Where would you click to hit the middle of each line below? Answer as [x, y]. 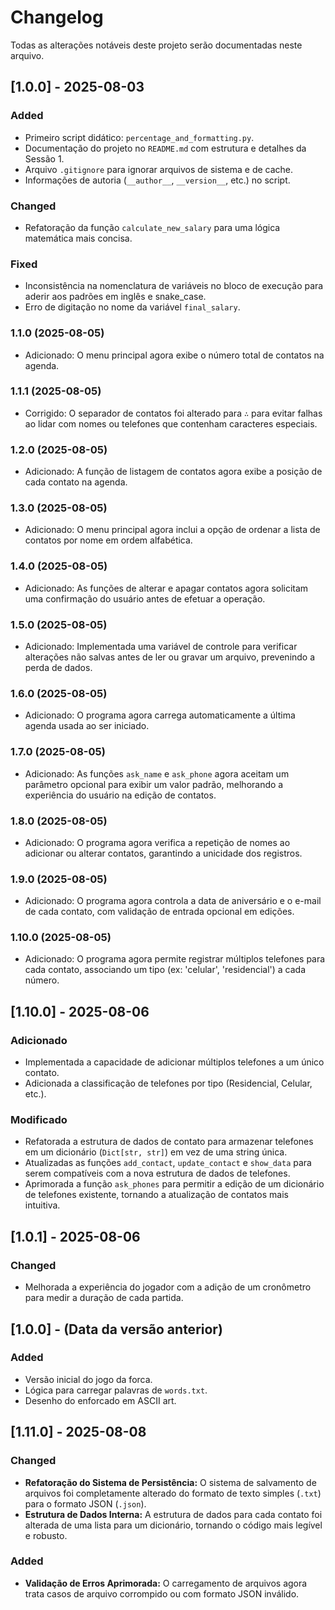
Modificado [39, 1120]
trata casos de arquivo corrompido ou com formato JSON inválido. [162, 1593]
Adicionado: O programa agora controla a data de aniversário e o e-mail [173, 901]
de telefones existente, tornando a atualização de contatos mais [156, 1195]
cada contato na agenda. [76, 482]
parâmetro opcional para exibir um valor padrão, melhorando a [154, 784]
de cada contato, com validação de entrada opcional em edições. [159, 912]
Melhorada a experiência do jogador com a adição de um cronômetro [168, 1287]
